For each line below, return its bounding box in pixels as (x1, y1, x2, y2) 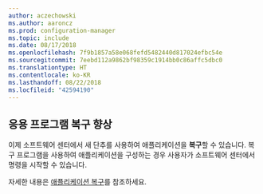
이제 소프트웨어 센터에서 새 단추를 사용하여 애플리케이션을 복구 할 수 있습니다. (8, 141, 247, 150)
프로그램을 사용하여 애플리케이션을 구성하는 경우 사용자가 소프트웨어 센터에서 (16, 150, 256, 160)
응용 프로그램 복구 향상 (8, 117, 113, 131)
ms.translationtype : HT (8, 64, 88, 72)
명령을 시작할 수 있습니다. (8, 160, 88, 170)
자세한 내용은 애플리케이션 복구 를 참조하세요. (8, 177, 147, 187)
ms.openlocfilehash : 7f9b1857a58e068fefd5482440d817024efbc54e (8, 49, 223, 57)
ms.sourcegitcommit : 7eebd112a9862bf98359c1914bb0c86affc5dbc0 (8, 57, 223, 65)
